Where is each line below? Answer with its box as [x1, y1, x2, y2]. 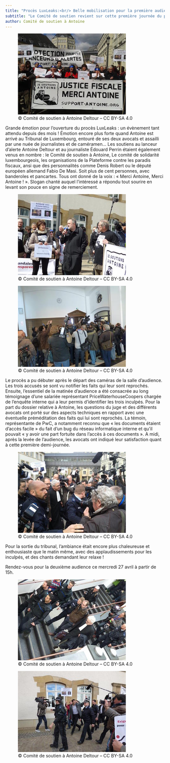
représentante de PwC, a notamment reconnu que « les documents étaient [5, 420, 161, 427]
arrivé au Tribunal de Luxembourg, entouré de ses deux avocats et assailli [5, 136, 159, 142]
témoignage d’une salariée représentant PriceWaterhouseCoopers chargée [5, 394, 162, 400]
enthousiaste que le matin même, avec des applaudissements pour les [5, 549, 152, 555]
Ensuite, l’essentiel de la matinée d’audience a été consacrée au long [5, 388, 149, 394]
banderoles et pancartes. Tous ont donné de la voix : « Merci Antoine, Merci [5, 174, 163, 180]
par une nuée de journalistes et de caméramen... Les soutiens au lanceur [5, 141, 157, 147]
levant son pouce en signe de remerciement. [5, 184, 99, 190]
